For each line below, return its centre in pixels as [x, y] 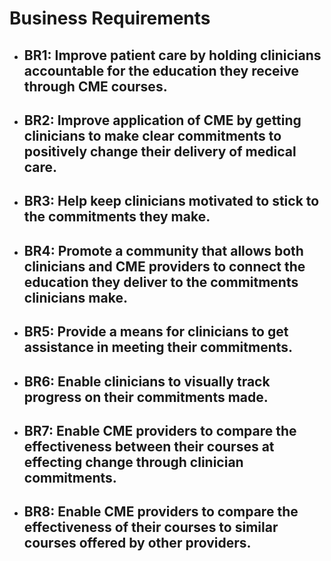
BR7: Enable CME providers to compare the [160, 430]
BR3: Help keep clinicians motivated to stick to [171, 201]
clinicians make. [75, 297]
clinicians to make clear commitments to [152, 135]
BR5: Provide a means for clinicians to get [156, 332]
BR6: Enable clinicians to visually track [147, 381]
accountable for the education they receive [161, 70]
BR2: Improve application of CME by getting [162, 120]
